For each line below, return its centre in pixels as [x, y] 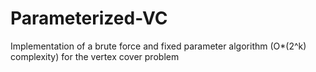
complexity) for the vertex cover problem [95, 56]
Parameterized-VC [89, 18]
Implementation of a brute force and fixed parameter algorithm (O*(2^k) [158, 46]
